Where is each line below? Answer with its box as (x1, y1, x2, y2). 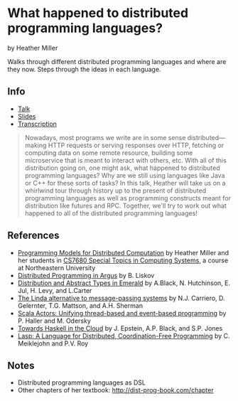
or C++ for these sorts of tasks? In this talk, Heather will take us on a (24, 178, 226, 187)
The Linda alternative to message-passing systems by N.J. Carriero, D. (17, 294, 225, 302)
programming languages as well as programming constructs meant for (24, 193, 232, 202)
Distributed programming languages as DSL (17, 378, 146, 387)
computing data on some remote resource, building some (24, 148, 193, 157)
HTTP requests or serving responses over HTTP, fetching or (48, 141, 225, 149)
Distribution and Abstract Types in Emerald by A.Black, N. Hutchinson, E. (17, 279, 231, 287)
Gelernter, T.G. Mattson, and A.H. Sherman (17, 301, 144, 310)
